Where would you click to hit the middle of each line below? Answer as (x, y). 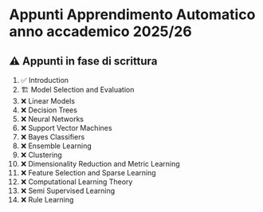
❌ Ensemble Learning (56, 146)
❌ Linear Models (47, 101)
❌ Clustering (41, 155)
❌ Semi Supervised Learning (68, 190)
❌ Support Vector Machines (66, 128)
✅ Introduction (45, 80)
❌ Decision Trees (49, 110)
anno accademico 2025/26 (100, 31)
